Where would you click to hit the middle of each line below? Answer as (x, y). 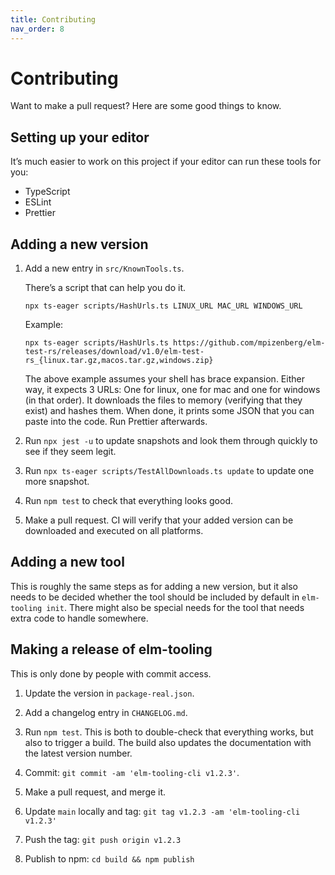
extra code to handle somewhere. (79, 618)
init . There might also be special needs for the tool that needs (175, 607)
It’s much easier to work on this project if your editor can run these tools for (166, 162)
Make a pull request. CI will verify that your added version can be (159, 520)
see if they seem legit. (70, 452)
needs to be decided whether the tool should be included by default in (155, 597)
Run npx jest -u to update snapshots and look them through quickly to (171, 441)
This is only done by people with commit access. (111, 673)
